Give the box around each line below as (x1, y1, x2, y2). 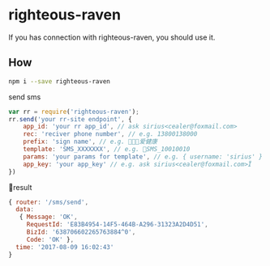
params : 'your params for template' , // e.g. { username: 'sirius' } (23, 152, 264, 161)
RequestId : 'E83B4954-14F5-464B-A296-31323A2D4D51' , (26, 221, 208, 229)
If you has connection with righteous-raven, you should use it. (8, 32, 216, 42)
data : (15, 205, 35, 213)
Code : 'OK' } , (26, 235, 75, 243)
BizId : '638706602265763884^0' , (26, 228, 136, 236)
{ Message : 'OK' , (19, 213, 79, 222)
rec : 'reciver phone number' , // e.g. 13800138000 (23, 130, 198, 138)
